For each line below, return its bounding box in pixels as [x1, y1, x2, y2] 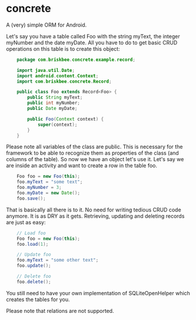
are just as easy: [6, 218, 46, 226]
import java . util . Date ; [16, 67, 75, 73]
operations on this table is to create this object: [6, 45, 120, 52]
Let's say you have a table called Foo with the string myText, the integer [6, 32, 181, 40]
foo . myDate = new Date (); [16, 190, 81, 196]
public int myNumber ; [27, 100, 81, 106]
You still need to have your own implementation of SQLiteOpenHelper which [6, 289, 190, 296]
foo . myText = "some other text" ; [16, 257, 99, 263]
